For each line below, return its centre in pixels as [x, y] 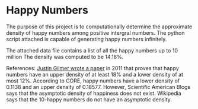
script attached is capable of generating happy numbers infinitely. [87, 39]
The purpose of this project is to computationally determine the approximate [99, 27]
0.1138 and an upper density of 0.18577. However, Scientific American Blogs [98, 87]
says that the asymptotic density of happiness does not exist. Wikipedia [94, 93]
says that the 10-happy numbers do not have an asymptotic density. [89, 99]
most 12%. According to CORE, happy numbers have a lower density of [93, 81]
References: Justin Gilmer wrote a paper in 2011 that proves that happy [92, 68]
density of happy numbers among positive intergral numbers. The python [95, 32]
